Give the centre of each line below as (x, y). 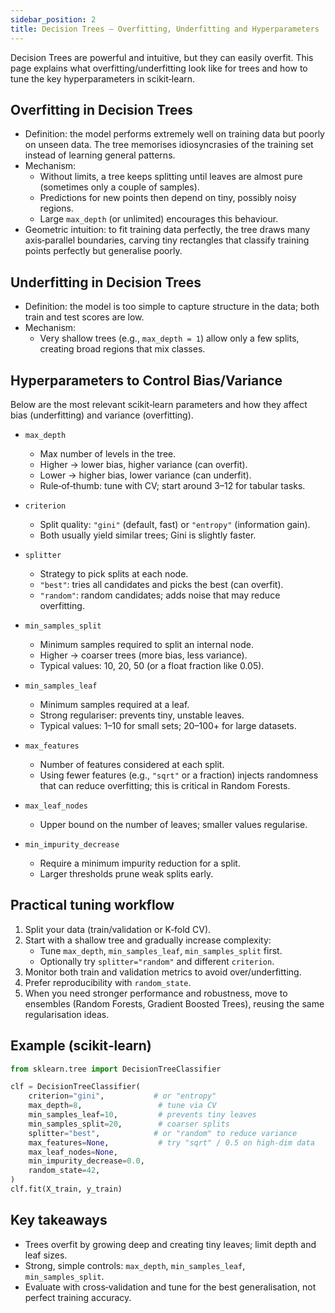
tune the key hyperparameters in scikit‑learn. (103, 78)
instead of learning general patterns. (100, 155)
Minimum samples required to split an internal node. (146, 644)
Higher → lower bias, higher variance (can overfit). (143, 464)
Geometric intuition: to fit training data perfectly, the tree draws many (167, 230)
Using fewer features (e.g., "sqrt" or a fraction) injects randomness (179, 775)
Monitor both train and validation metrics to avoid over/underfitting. (163, 972)
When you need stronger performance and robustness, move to (156, 993)
